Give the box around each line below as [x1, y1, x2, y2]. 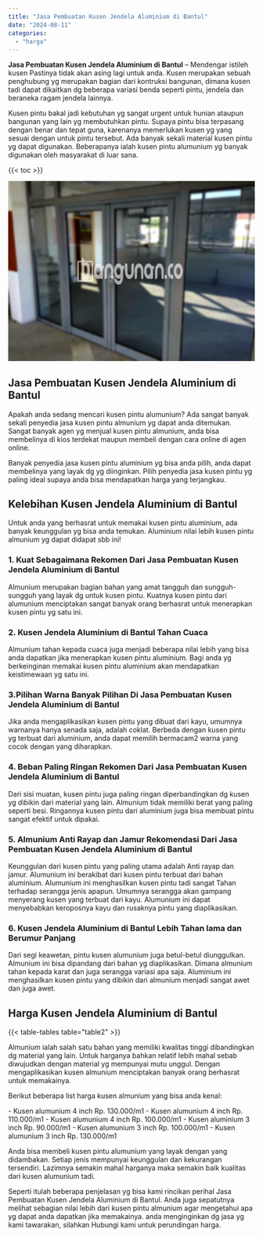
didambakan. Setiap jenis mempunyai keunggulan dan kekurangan [8, 1155, 222, 1164]
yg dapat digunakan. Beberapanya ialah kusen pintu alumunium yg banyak [8, 142, 248, 151]
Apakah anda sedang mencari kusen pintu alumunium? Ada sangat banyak [8, 409, 249, 419]
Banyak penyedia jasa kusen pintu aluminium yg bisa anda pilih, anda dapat [8, 458, 252, 467]
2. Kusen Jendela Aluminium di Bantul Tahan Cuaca [8, 626, 209, 637]
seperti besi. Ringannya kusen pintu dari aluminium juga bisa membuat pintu [8, 805, 254, 816]
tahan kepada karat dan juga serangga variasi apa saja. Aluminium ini [8, 967, 232, 976]
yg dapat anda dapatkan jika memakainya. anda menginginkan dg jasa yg [8, 1212, 245, 1221]
